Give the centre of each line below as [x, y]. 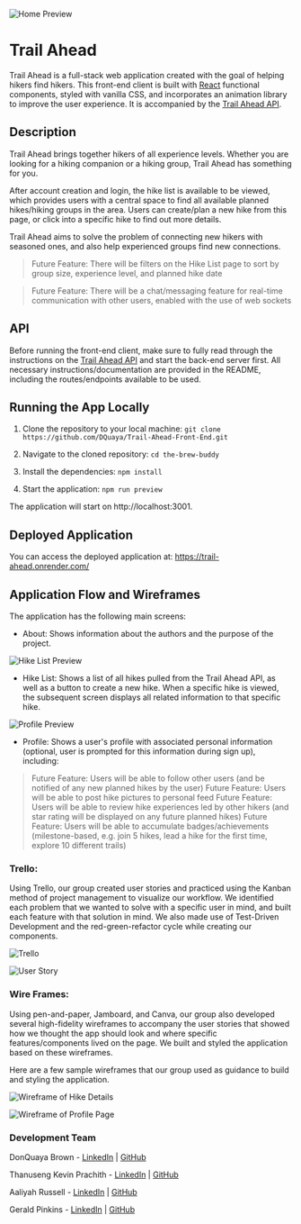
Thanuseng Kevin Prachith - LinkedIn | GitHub [94, 1174]
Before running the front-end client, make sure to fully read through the [141, 350]
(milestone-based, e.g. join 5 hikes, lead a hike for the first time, [149, 836]
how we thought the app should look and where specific [113, 1033]
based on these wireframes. [61, 1052]
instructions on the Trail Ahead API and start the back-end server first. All [145, 359]
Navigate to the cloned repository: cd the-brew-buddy [121, 454]
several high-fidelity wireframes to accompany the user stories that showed [150, 1023]
